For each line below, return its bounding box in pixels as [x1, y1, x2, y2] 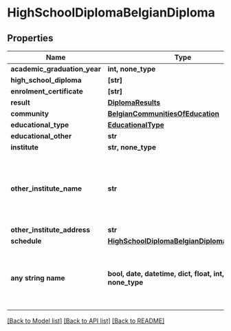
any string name [10, 273, 65, 283]
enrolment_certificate [10, 87, 84, 96]
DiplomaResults [107, 98, 160, 107]
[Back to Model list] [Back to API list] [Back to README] [7, 317, 165, 325]
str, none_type [107, 142, 157, 152]
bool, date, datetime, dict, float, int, [107, 269, 225, 278]
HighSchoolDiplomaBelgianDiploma [7, 5, 215, 21]
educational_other [10, 131, 72, 140]
